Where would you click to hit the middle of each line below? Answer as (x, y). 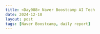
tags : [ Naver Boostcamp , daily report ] (48, 24)
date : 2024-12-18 (24, 14)
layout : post (19, 19)
